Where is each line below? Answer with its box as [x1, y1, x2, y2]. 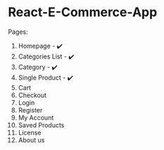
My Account [18, 113, 54, 122]
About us [18, 135, 45, 144]
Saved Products [18, 120, 65, 129]
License [18, 128, 42, 137]
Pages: [8, 27, 28, 36]
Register [18, 106, 43, 114]
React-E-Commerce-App [8, 4, 158, 20]
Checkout [18, 91, 47, 99]
